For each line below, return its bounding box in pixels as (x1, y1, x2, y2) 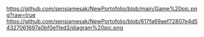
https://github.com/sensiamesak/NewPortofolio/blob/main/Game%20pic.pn (6, 5, 198, 12)
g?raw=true (6, 11, 36, 18)
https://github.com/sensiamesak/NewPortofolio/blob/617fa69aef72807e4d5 (6, 18, 198, 24)
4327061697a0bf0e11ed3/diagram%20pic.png (6, 24, 124, 31)
